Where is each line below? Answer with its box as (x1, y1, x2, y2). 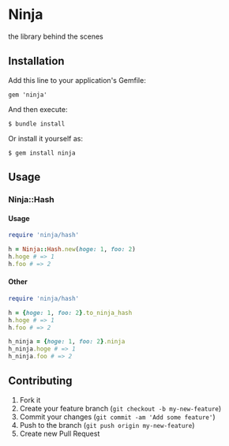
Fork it (19, 395, 41, 404)
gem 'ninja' (8, 91, 47, 99)
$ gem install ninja (8, 148, 77, 157)
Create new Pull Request (19, 429, 100, 438)
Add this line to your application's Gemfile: (8, 75, 146, 84)
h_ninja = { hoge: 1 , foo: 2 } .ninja (8, 338, 126, 346)
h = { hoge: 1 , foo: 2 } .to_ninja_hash (8, 309, 133, 317)
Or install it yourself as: (8, 133, 83, 143)
